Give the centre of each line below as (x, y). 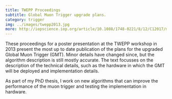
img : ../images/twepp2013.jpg (38, 24)
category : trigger (25, 19)
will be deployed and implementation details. (52, 71)
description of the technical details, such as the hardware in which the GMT (85, 66)
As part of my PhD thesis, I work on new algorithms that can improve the (82, 81)
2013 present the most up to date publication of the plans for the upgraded (84, 49)
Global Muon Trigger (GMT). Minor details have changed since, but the (80, 55)
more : (11, 29)
